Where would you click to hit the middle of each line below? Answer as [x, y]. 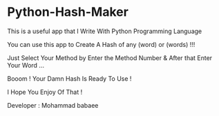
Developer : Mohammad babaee [53, 105]
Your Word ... [26, 65]
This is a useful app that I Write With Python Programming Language [105, 31]
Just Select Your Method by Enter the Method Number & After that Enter [110, 58]
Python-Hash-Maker [68, 12]
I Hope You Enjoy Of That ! [45, 92]
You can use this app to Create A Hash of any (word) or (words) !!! [101, 44]
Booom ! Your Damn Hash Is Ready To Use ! [69, 78]
